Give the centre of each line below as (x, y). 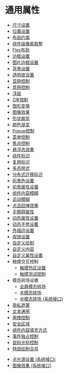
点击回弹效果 (25, 205)
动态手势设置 (25, 224)
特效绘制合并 (25, 349)
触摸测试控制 (33, 274)
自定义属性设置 (27, 255)
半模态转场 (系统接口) (41, 299)
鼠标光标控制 (25, 342)
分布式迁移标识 (27, 174)
